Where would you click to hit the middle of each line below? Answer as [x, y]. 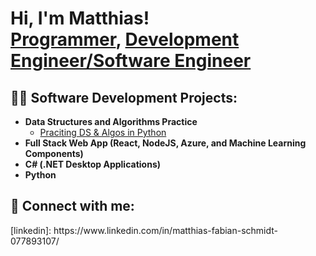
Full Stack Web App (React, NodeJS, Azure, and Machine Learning [165, 143]
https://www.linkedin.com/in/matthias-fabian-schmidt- [166, 230]
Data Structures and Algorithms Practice [111, 121]
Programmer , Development [125, 39]
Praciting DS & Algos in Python [103, 132]
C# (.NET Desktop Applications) [93, 164]
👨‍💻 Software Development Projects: [124, 97]
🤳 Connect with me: [72, 206]
